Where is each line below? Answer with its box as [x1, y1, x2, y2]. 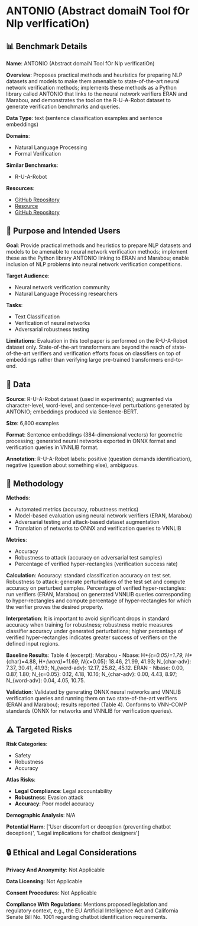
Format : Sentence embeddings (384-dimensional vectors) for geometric [6, 431, 183, 438]
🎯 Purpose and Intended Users [6, 226, 121, 236]
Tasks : [6, 301, 23, 308]
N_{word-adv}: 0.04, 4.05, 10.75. [6, 677, 86, 684]
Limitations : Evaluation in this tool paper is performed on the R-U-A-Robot [6, 337, 188, 344]
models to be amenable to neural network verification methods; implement [6, 248, 188, 255]
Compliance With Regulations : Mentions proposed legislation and [6, 901, 168, 908]
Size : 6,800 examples [6, 419, 59, 426]
